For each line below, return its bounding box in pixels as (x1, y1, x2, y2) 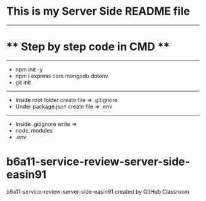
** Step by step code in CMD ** (6, 40, 170, 54)
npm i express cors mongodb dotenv (15, 72, 109, 79)
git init (15, 78, 31, 86)
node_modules (15, 126, 53, 134)
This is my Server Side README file (6, 4, 190, 18)
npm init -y (15, 65, 43, 73)
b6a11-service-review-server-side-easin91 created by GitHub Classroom (6, 188, 190, 195)
